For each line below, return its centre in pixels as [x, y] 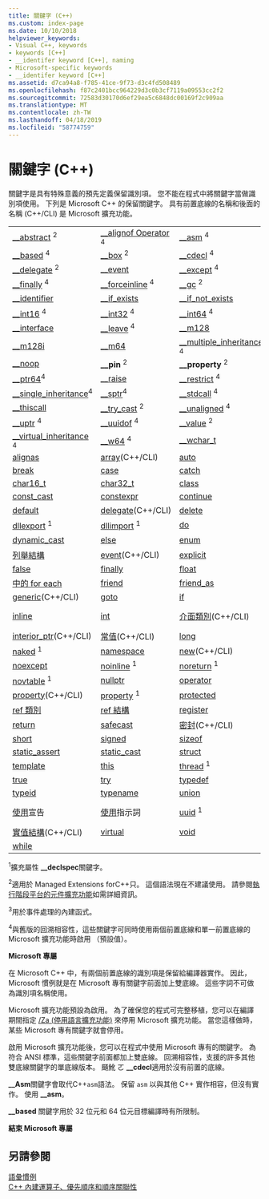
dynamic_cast [38, 539]
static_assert [36, 752]
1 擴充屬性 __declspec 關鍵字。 [58, 866]
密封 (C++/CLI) [206, 725]
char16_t [29, 483]
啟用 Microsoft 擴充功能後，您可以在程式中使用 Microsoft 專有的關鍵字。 [128, 1048]
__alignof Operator [135, 232]
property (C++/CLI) [48, 695]
